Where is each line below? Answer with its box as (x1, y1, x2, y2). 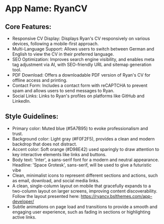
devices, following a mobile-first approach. (12, 41, 99, 47)
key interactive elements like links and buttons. (12, 151, 107, 157)
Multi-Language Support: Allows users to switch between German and (12, 46, 154, 52)
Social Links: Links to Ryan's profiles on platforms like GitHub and (12, 93, 145, 99)
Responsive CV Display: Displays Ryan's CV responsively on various (12, 35, 150, 41)
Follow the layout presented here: (12, 193, 80, 199)
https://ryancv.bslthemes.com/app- (80, 193, 153, 199)
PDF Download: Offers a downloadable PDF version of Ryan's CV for (12, 72, 151, 78)
